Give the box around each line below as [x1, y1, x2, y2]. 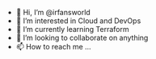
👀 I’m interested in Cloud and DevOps [15, 16, 141, 26]
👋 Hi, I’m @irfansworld [15, 8, 91, 17]
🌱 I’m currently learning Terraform [15, 25, 129, 33]
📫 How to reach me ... [15, 42, 91, 51]
